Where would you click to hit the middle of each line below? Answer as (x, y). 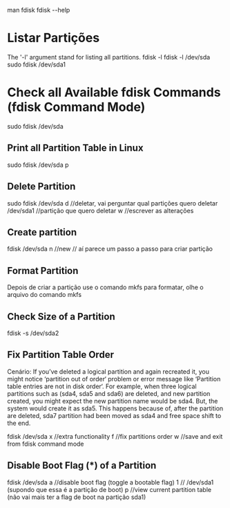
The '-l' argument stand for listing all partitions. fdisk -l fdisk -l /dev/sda (109, 57)
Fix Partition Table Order (60, 355)
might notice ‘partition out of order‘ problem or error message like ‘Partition (114, 379)
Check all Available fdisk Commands (114, 92)
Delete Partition (41, 187)
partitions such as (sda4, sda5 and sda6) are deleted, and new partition (109, 393)
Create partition (42, 232)
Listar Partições (54, 38)
